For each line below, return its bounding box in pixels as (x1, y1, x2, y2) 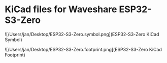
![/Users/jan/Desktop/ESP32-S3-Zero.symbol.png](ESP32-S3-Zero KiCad (5, 31, 159, 37)
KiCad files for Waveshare (5, 4, 117, 15)
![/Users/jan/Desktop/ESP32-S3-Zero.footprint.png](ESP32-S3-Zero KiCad (5, 46, 162, 52)
